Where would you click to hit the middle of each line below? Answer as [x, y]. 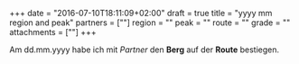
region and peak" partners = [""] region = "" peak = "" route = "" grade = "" [150, 23]
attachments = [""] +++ [53, 32]
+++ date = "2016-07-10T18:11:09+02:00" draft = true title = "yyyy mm [141, 13]
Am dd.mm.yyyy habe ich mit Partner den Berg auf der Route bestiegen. [145, 50]
